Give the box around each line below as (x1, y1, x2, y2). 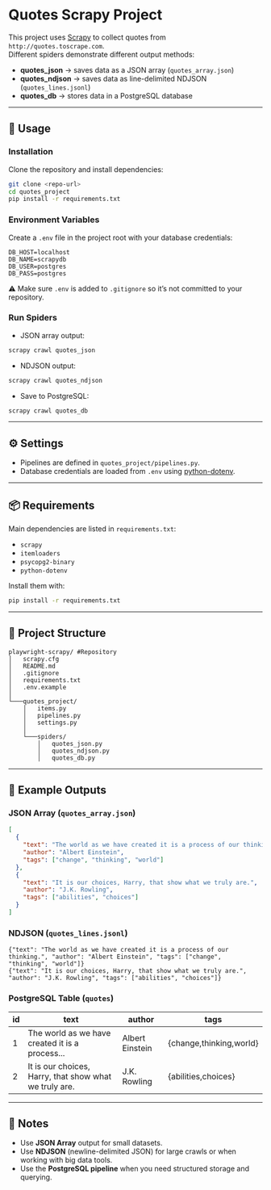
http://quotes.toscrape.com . (8, 40, 105, 50)
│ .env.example (8, 683, 67, 691)
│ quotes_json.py (37, 740, 103, 748)
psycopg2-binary (19, 559, 75, 567)
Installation (8, 146, 54, 157)
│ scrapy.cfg (8, 655, 60, 663)
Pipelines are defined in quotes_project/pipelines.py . (19, 458, 200, 467)
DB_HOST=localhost (8, 248, 70, 256)
